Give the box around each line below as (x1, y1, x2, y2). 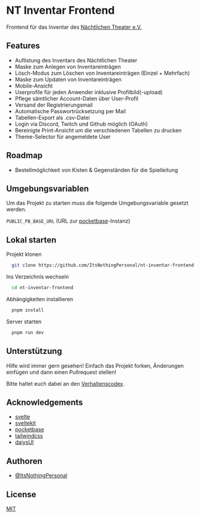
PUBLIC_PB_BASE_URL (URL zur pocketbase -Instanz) (6, 217, 131, 225)
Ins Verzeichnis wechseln (6, 273, 69, 280)
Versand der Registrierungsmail (14, 101, 93, 108)
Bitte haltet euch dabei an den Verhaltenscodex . (6, 380, 125, 387)
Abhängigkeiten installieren (6, 295, 74, 302)
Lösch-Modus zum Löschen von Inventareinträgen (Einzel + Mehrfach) (14, 69, 190, 77)
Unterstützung (6, 346, 62, 356)
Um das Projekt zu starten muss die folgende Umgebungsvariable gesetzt (6, 199, 189, 207)
